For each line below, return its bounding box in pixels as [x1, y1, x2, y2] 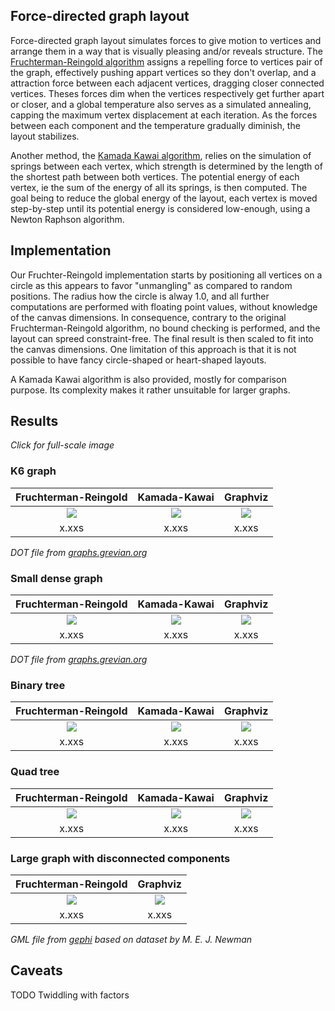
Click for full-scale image [10, 439, 115, 451]
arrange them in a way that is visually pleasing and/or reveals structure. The [10, 45, 323, 57]
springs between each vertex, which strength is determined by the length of [10, 160, 323, 172]
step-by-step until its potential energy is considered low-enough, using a [10, 202, 311, 214]
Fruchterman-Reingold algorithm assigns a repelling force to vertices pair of [10, 55, 323, 68]
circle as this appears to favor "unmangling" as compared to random [10, 279, 293, 291]
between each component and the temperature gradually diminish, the [10, 119, 301, 131]
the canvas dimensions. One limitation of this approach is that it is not [10, 343, 297, 355]
